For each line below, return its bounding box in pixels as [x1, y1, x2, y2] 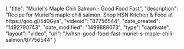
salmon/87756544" [5, 37, 53, 43]
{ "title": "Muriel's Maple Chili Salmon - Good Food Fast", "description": [5, 5, 178, 12]
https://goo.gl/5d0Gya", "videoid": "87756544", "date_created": [5, 18, 160, 24]
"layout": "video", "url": [5, 30, 62, 37]
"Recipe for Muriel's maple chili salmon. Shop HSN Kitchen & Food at [5, 11, 173, 18]
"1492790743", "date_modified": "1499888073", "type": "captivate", [5, 24, 170, 31]
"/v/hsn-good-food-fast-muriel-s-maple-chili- [63, 30, 175, 37]
